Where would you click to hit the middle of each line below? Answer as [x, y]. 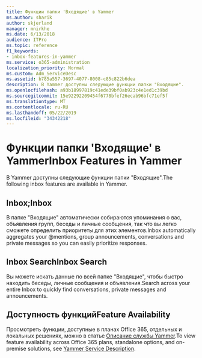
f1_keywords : [23, 51]
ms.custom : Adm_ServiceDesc [41, 74]
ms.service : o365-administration [48, 62]
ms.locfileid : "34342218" [38, 118]
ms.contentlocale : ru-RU [37, 107]
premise [16, 348]
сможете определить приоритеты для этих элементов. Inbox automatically [101, 230]
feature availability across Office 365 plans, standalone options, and [90, 342]
